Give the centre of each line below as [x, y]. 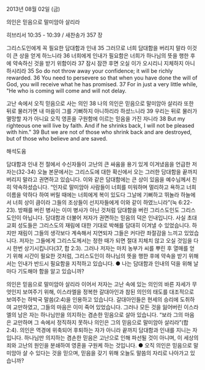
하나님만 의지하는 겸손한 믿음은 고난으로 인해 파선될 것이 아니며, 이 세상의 [111, 338]
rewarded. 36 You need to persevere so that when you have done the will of [102, 78]
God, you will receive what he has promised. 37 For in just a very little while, [102, 84]
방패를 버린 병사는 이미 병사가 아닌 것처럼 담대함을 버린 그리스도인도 [99, 210]
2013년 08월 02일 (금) [33, 9]
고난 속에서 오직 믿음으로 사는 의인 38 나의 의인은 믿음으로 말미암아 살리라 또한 [100, 103]
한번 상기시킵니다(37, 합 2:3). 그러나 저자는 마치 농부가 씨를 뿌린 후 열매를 [100, 248]
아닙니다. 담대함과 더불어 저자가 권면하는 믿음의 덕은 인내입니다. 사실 [104, 218]
